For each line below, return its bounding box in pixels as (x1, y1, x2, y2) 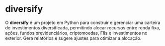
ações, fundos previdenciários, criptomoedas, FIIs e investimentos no (5, 30, 148, 36)
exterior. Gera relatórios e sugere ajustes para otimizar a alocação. (5, 35, 142, 41)
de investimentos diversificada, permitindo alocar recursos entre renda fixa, (5, 24, 161, 30)
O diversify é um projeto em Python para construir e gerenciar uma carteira (5, 20, 161, 25)
